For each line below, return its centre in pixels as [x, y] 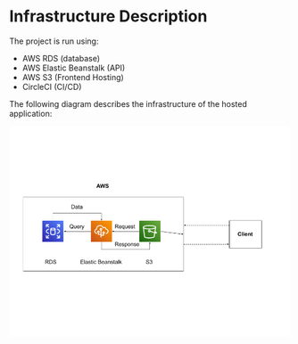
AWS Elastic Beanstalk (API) [74, 68]
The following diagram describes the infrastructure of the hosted [128, 103]
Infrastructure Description [108, 16]
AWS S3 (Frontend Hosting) [73, 77]
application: [31, 113]
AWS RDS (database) [61, 58]
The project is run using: [54, 41]
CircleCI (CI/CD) [52, 86]
